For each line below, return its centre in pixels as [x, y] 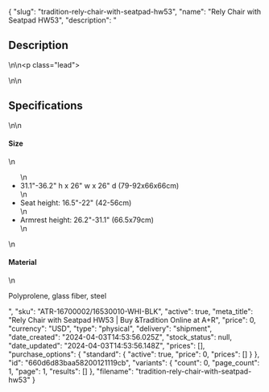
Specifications [46, 106]
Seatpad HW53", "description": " [62, 20]
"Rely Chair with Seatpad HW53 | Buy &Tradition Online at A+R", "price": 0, [132, 320]
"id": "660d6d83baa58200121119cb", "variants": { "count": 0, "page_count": [134, 363]
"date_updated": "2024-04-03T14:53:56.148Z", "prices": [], [107, 346]
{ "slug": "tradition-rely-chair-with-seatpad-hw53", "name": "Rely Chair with [135, 12]
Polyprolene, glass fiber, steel [58, 296]
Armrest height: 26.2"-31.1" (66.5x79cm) [87, 220]
